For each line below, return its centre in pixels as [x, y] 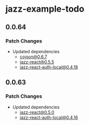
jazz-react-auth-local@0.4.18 [49, 67]
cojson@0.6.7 [33, 57]
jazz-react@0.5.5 [37, 62]
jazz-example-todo [45, 9]
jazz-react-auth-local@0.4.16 [49, 117]
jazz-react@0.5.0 [37, 112]
